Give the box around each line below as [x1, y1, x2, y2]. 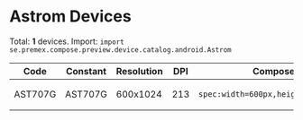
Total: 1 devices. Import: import [9, 36, 124, 47]
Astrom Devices [9, 6, 133, 27]
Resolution [115, 64, 164, 77]
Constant [66, 64, 106, 77]
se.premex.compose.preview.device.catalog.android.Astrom [9, 45, 232, 55]
